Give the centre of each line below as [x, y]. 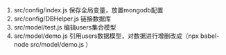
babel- [210, 36]
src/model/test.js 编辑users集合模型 [65, 27]
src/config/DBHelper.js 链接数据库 [62, 19]
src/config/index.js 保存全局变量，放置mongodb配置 [88, 10]
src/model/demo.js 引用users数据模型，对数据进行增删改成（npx [106, 36]
